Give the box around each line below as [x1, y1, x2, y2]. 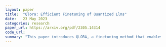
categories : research [5, 21, 50, 26]
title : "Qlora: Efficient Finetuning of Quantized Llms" [5, 12, 127, 17]
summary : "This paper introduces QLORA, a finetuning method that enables [5, 35, 163, 40]
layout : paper [5, 7, 35, 12]
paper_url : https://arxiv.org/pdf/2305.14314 [5, 25, 100, 30]
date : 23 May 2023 [5, 16, 48, 21]
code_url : [5, 30, 26, 35]
